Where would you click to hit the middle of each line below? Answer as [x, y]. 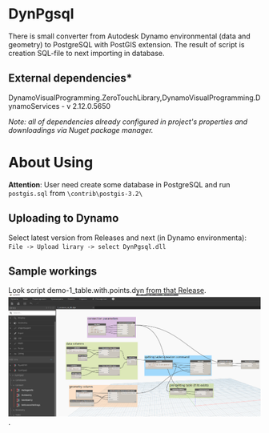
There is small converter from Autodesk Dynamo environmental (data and [129, 36]
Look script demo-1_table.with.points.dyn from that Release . [107, 291]
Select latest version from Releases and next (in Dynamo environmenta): [127, 238]
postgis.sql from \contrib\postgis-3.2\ [75, 193]
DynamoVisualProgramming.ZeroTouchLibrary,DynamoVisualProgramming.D [134, 98]
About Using [51, 162]
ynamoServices [34, 106]
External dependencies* [70, 78]
